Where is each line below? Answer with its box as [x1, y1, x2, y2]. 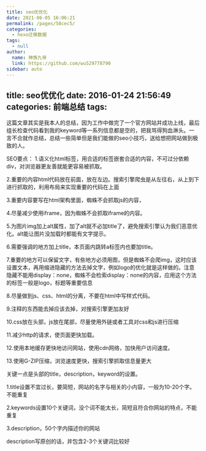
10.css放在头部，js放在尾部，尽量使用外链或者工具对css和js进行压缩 [6, 318, 179, 325]
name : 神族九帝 [12, 55, 47, 61]
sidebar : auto [6, 66, 43, 72]
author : [6, 49, 26, 55]
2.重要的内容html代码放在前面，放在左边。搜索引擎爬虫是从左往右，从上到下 [6, 176, 200, 183]
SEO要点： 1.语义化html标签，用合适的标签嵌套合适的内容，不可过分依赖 [6, 155, 189, 162]
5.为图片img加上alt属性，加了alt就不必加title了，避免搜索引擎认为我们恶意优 [6, 222, 198, 230]
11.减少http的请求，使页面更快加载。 [6, 332, 98, 339]
